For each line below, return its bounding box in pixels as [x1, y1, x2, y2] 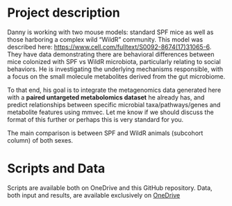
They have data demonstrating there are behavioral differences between [7, 50, 215, 58]
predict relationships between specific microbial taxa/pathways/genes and [7, 100, 221, 109]
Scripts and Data [7, 161, 106, 177]
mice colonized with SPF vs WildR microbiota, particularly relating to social [7, 57, 221, 65]
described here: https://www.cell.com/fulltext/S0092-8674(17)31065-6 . [7, 42, 212, 51]
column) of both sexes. [7, 136, 74, 144]
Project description [7, 5, 120, 21]
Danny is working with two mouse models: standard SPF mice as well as [7, 28, 214, 36]
